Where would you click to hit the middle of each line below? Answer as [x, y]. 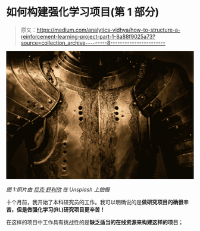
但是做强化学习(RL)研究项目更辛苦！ [61, 210]
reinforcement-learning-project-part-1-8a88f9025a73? [88, 36]
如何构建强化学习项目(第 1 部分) [83, 12]
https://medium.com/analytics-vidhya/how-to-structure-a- [108, 30]
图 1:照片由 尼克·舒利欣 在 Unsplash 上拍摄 [58, 190]
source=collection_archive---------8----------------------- [93, 43]
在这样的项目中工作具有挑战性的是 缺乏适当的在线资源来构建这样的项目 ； [95, 222]
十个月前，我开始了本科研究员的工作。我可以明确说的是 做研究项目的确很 [95, 202]
